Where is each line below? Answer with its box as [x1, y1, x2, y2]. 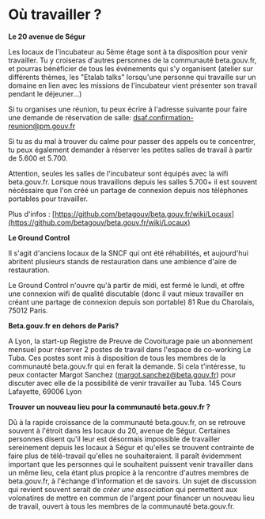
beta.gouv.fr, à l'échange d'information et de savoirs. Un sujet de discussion [8, 476, 257, 486]
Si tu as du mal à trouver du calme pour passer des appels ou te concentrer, [8, 136, 256, 146]
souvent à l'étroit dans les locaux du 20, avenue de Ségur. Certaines [8, 426, 231, 435]
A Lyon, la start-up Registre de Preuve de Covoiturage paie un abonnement [8, 336, 253, 346]
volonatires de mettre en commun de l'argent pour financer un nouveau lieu [8, 493, 255, 502]
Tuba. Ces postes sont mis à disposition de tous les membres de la [8, 353, 226, 362]
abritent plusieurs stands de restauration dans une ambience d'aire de [8, 256, 237, 266]
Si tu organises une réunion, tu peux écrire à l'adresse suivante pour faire [8, 104, 248, 114]
